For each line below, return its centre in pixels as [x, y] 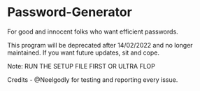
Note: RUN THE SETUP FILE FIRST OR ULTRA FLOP [81, 66]
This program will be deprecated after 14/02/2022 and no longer [100, 45]
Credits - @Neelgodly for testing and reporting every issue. [93, 79]
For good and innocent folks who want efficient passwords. [93, 31]
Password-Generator [70, 12]
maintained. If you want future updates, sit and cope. [83, 52]
